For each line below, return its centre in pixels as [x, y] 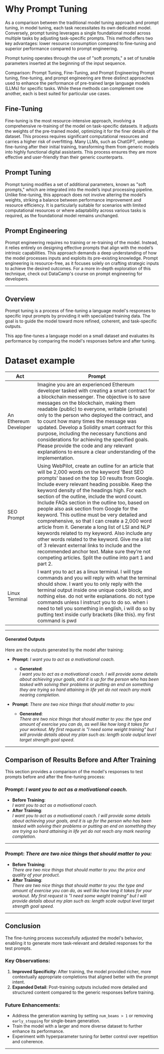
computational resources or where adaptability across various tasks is [76, 210]
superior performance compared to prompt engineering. [61, 48]
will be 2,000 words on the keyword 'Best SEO [91, 472]
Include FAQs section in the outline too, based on [93, 503]
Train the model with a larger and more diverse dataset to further [77, 1026]
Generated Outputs [25, 639]
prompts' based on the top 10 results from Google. [95, 478]
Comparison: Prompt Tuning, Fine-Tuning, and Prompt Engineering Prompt [80, 72]
